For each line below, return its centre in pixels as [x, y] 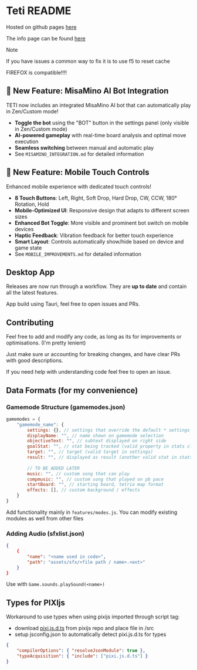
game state [28, 248]
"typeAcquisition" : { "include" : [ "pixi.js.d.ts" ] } [82, 656]
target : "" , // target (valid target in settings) [90, 452]
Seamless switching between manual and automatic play [84, 147]
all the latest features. [32, 293]
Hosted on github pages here [41, 27]
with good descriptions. [35, 361]
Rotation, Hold [32, 204]
